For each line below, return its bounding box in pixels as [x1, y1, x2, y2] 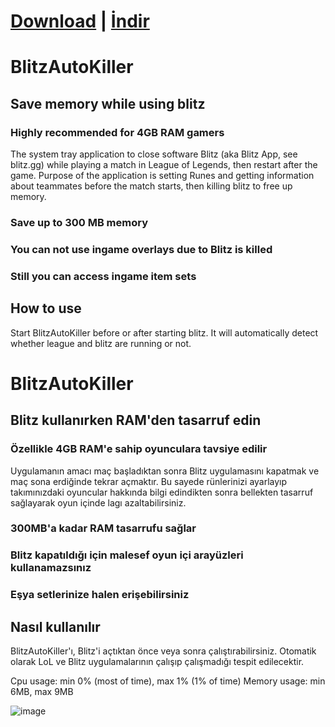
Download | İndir [10, 10, 150, 33]
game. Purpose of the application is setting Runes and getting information [10, 170, 315, 182]
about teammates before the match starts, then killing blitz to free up [10, 180, 293, 192]
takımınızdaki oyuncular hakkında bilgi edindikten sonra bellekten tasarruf [10, 486, 314, 498]
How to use [10, 300, 82, 317]
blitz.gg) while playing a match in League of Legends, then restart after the [10, 159, 318, 171]
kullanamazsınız [10, 561, 92, 575]
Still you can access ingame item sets [10, 269, 197, 283]
